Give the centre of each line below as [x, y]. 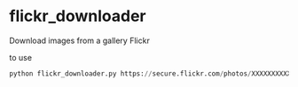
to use [21, 57]
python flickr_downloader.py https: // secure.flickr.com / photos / [130, 73]
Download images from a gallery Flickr [80, 40]
